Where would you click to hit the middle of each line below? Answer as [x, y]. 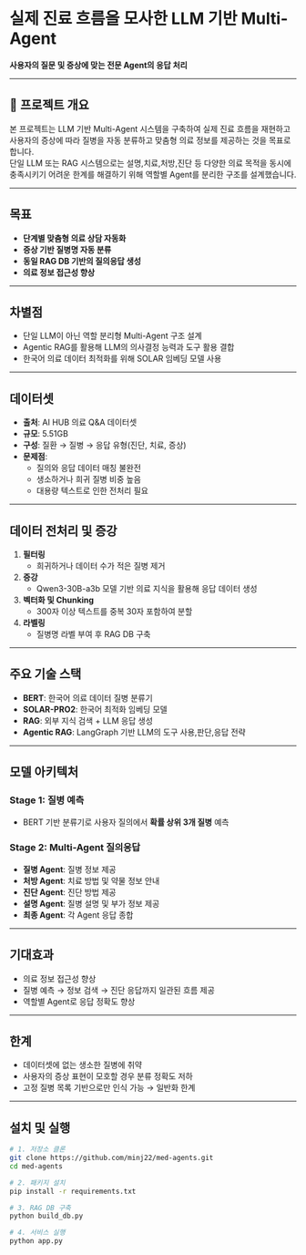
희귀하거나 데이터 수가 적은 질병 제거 [101, 566]
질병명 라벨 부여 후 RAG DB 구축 [93, 634]
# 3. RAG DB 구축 [40, 1208]
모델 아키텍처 [44, 772]
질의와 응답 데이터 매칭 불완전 [88, 468]
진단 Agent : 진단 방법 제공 [69, 892]
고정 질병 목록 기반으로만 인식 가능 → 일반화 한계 [109, 1088]
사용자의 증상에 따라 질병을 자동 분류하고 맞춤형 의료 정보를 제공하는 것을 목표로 [150, 140]
